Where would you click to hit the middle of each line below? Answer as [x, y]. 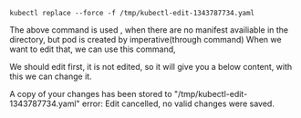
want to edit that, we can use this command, [93, 49]
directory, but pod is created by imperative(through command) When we [145, 39]
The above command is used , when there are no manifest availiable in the [149, 30]
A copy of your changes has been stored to [91, 94]
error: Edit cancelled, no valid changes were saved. [178, 103]
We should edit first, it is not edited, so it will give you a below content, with [151, 67]
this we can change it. [51, 76]
